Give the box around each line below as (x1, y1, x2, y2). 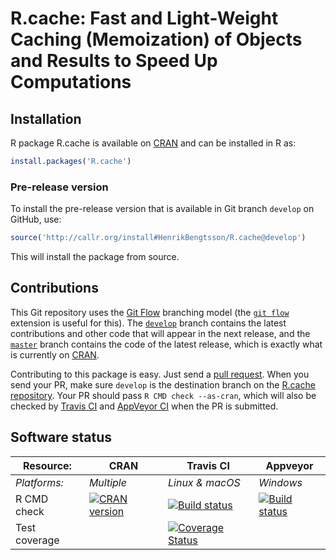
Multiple (88, 475, 127, 489)
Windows (258, 475, 303, 489)
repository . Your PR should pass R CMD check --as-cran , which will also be (10, 389, 317, 401)
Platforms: (15, 475, 64, 489)
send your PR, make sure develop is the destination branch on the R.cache (10, 378, 316, 391)
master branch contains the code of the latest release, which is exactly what (10, 338, 323, 350)
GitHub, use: (10, 213, 62, 226)
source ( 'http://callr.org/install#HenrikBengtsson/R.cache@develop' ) (10, 233, 307, 243)
